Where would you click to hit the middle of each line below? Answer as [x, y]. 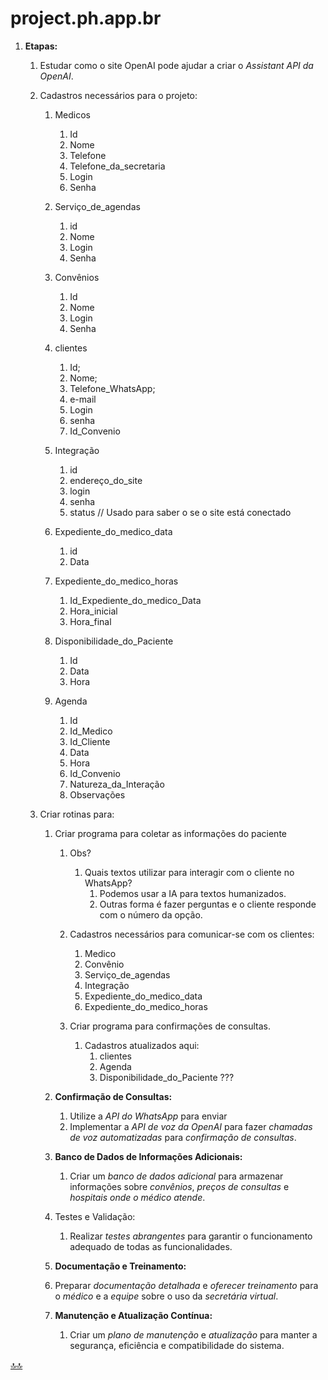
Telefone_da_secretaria [117, 166]
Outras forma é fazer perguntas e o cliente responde [208, 904]
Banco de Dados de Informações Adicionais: [148, 1156]
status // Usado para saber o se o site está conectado [180, 512]
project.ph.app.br [86, 18]
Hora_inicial [93, 611]
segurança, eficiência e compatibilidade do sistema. [177, 1345]
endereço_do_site [106, 480]
